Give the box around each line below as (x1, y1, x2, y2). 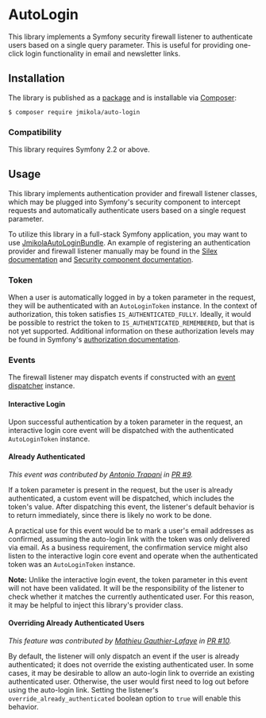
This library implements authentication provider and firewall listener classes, (8, 188, 258, 198)
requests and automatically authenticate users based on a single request (8, 205, 246, 215)
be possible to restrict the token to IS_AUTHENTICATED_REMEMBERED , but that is (8, 318, 256, 327)
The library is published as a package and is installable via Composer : (8, 93, 237, 102)
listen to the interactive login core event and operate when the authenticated (8, 550, 258, 561)
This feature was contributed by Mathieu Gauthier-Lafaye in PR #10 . (8, 636, 232, 646)
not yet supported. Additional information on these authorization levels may (8, 326, 255, 336)
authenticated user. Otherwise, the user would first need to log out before (8, 677, 249, 686)
